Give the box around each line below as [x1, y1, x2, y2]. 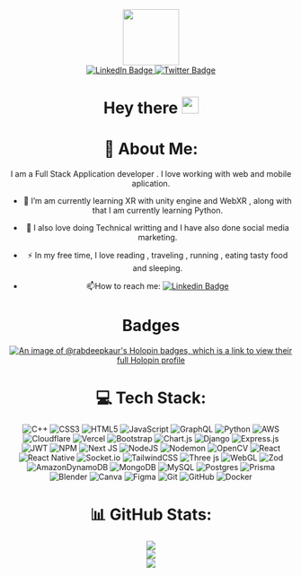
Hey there [102, 98, 178, 118]
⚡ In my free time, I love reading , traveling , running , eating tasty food [27, 250, 288, 261]
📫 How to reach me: [86, 281, 161, 292]
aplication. [131, 179, 171, 189]
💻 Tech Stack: [95, 388, 207, 408]
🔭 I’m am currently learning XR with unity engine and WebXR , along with [23, 196, 292, 206]
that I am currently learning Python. [92, 205, 223, 216]
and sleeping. [132, 263, 183, 274]
